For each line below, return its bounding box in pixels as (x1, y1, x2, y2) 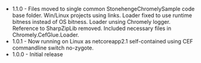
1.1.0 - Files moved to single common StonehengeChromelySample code (12, 6, 195, 12)
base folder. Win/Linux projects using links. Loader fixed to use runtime (12, 12, 192, 19)
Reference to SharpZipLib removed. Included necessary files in (12, 24, 172, 32)
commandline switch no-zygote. (12, 44, 94, 51)
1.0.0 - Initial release (12, 51, 63, 57)
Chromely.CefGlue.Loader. (12, 31, 80, 39)
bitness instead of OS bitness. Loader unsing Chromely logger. (12, 18, 171, 25)
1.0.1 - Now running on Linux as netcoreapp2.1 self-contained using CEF (12, 38, 194, 45)
